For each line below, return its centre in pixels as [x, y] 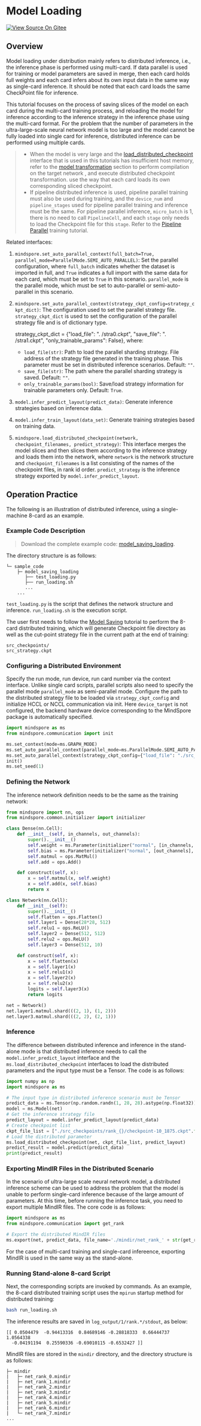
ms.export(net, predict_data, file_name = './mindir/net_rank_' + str [93, 1240]
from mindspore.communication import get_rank [65, 1224]
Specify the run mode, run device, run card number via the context [89, 679]
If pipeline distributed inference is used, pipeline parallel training [109, 192]
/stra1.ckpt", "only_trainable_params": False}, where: [79, 340]
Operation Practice [42, 495]
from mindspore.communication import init [60, 734]
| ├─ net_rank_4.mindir [38, 1398]
